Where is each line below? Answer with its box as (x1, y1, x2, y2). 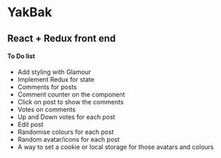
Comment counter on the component (17, 90, 125, 99)
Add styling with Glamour (17, 68, 91, 76)
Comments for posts (17, 83, 77, 91)
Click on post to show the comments (17, 97, 125, 106)
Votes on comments (17, 105, 76, 114)
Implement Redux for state (17, 75, 95, 83)
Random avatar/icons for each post (17, 135, 120, 143)
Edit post (17, 120, 44, 128)
